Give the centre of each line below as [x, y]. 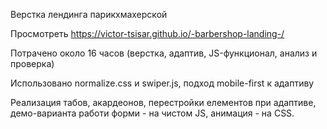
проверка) [32, 63]
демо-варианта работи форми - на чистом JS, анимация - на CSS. [152, 113]
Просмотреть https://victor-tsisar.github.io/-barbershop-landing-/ [147, 33]
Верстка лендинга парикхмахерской [89, 14]
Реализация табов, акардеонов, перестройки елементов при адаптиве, [163, 102]
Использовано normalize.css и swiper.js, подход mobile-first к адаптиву [162, 83]
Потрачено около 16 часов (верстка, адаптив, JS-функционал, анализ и [164, 53]
